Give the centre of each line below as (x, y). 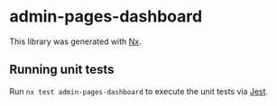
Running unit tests (62, 70)
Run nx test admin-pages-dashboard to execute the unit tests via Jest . (139, 91)
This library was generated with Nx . (75, 41)
